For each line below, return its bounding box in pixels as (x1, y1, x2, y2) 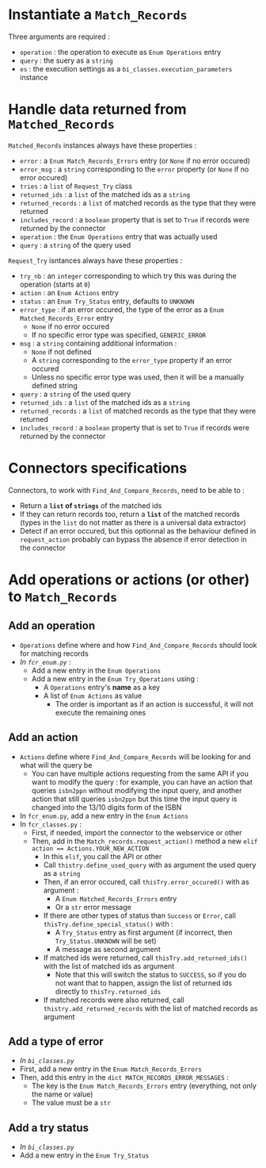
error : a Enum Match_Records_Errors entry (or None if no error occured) (19, 156, 251, 165)
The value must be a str (31, 1098, 111, 1108)
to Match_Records (8, 588, 118, 605)
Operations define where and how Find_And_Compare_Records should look (19, 640, 257, 650)
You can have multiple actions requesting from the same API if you (31, 769, 249, 778)
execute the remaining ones (55, 707, 146, 717)
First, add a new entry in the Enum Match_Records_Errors (19, 1064, 202, 1074)
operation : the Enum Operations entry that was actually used (19, 232, 218, 241)
